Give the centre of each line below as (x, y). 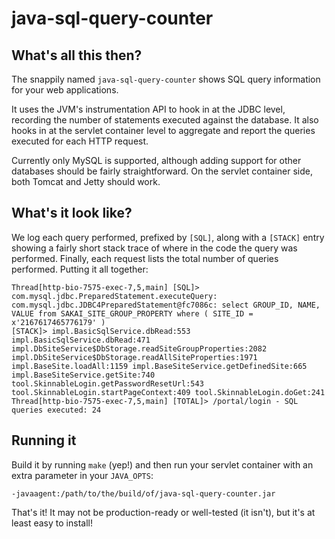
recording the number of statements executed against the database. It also (165, 120)
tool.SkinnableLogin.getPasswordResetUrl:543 (107, 383)
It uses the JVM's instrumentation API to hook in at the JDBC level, (148, 109)
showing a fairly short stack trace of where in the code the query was (154, 248)
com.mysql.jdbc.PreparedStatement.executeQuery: (114, 296)
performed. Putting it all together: (80, 269)
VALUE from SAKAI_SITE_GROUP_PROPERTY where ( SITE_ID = (132, 313)
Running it (44, 440)
